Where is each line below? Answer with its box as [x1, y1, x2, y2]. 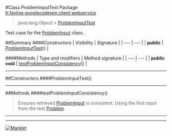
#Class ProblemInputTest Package [5, 5, 78, 10]
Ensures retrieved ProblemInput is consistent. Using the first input [17, 100, 157, 106]
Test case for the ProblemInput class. [5, 30, 84, 35]
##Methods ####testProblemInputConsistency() [5, 90, 108, 96]
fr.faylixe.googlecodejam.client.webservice [5, 10, 96, 16]
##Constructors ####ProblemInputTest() [5, 75, 92, 81]
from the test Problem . [17, 105, 66, 111]
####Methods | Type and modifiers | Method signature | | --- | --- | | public [5, 55, 165, 61]
